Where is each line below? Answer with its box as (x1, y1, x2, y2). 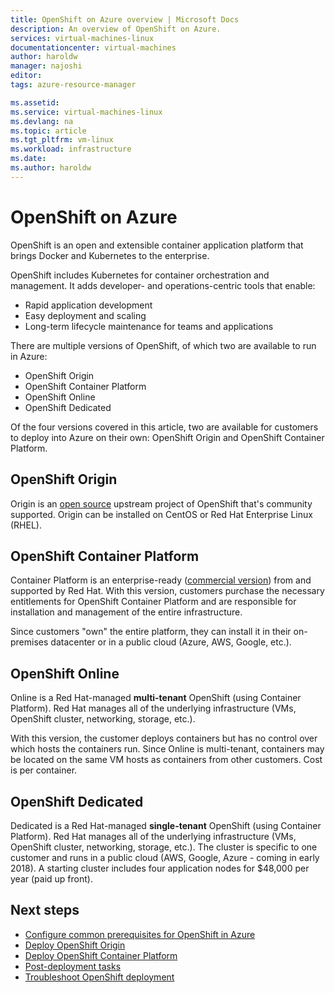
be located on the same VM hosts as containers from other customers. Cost (10, 754, 323, 766)
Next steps (10, 902, 80, 919)
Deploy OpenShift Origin (24, 939, 126, 951)
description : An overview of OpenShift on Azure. (10, 24, 222, 34)
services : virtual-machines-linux (10, 33, 155, 43)
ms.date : (10, 154, 47, 164)
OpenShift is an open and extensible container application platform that (10, 239, 304, 251)
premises (10, 636, 49, 648)
